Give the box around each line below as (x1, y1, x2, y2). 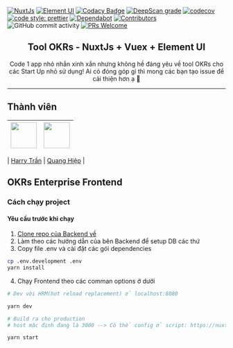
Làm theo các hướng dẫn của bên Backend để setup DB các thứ (17, 237, 200, 245)
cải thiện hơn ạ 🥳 (92, 74, 141, 82)
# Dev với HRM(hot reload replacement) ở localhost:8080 (7, 290, 178, 297)
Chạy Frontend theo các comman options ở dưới (17, 277, 155, 285)
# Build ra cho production (7, 315, 85, 322)
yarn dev (7, 302, 33, 310)
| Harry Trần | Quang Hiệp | (7, 156, 85, 164)
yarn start (7, 334, 39, 341)
